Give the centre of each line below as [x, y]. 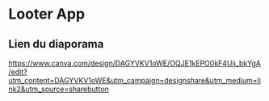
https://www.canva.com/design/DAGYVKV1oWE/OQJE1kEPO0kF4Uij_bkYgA [134, 63]
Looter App [47, 14]
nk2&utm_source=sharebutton [59, 89]
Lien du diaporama [56, 44]
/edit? [18, 72]
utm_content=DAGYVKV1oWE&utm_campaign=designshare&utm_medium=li [134, 80]
